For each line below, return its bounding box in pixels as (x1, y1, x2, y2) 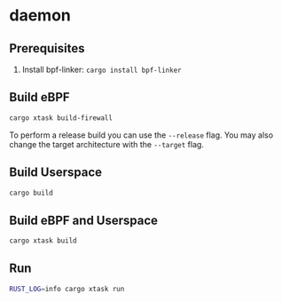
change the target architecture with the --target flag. (9, 139, 204, 149)
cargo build (9, 188, 53, 197)
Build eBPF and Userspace (9, 212, 158, 227)
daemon (9, 5, 71, 26)
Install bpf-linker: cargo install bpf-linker (21, 64, 182, 75)
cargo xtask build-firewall (9, 113, 114, 123)
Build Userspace (9, 165, 103, 180)
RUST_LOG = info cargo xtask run (9, 284, 125, 293)
